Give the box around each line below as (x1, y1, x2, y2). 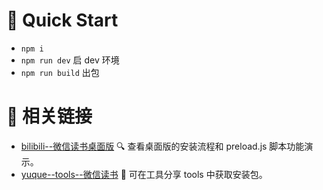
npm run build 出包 (20, 66, 100, 78)
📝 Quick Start (6, 9, 119, 32)
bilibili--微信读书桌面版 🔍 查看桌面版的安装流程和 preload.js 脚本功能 (20, 140, 305, 152)
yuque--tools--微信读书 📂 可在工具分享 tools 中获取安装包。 (20, 168, 268, 180)
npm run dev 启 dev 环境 (20, 54, 120, 66)
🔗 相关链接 (6, 105, 93, 128)
